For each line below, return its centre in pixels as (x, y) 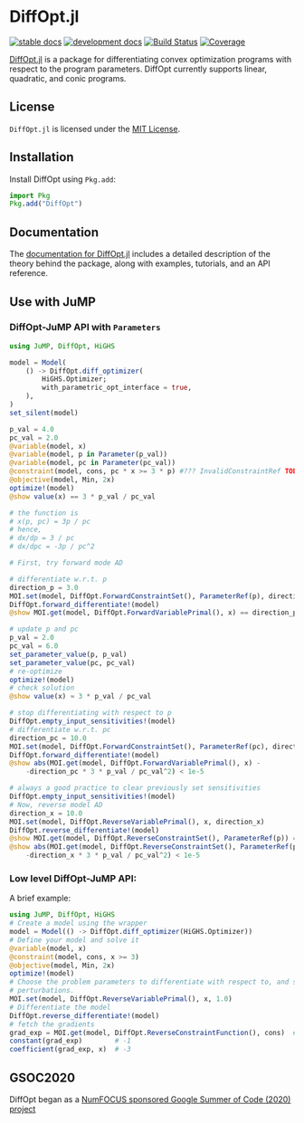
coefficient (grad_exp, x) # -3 (70, 1050)
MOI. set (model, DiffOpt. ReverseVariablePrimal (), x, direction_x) (137, 822)
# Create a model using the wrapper (78, 923)
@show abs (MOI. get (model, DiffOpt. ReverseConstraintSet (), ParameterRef (149, 847)
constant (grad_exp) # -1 (70, 1041)
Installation (42, 157)
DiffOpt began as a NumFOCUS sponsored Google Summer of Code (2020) (150, 1099)
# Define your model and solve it (75, 940)
